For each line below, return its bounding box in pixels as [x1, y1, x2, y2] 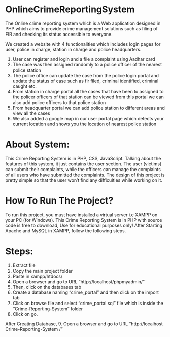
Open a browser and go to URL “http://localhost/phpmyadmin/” [12, 278, 145, 285]
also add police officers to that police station [12, 99, 106, 105]
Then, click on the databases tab [12, 284, 81, 290]
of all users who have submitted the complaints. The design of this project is [5, 172, 165, 178]
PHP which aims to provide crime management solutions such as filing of [5, 25, 158, 31]
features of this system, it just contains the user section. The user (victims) [5, 161, 162, 167]
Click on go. [12, 311, 38, 317]
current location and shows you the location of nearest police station [12, 121, 157, 127]
